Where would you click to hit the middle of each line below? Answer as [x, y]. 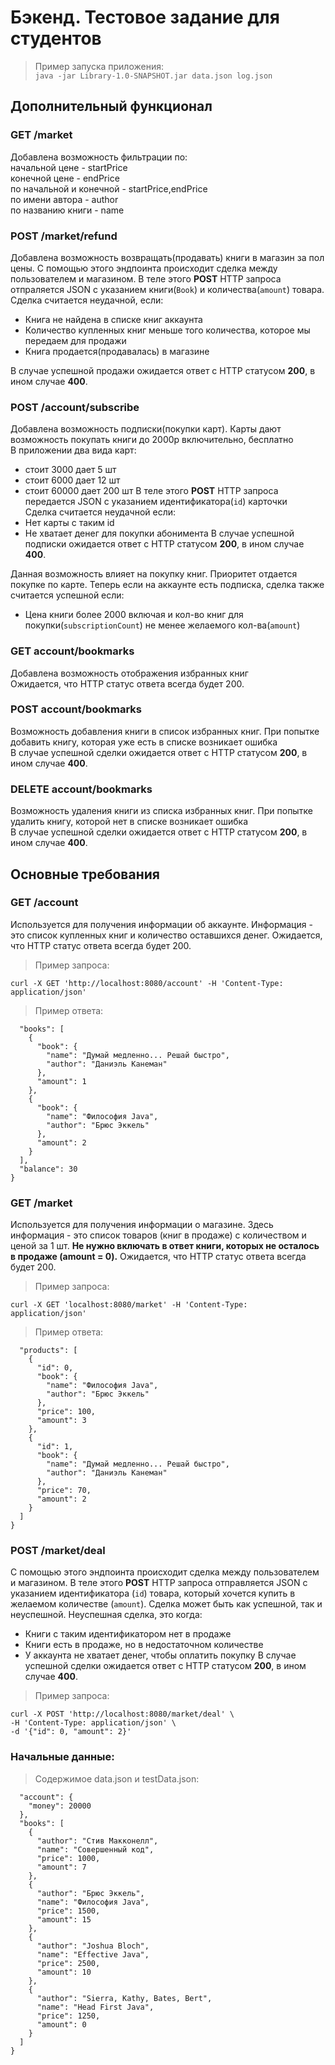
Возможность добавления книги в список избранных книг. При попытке [165, 731]
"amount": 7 [61, 1867]
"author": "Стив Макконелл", [97, 1841]
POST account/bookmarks [76, 709]
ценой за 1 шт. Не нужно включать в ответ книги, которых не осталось [165, 1246]
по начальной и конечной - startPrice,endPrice [109, 188]
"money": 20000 [60, 1806]
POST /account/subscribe [75, 407]
